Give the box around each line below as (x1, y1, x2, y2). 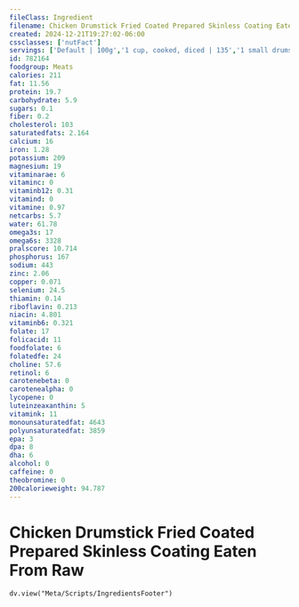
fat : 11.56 (9, 79, 50, 88)
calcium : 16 (9, 137, 53, 146)
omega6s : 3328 (9, 236, 62, 245)
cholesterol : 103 (9, 121, 74, 130)
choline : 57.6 (9, 360, 62, 369)
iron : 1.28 (9, 145, 50, 154)
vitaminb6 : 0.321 (9, 319, 74, 328)
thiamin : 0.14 (9, 294, 62, 303)
